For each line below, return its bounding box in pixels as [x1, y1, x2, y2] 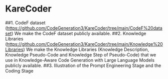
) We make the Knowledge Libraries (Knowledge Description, [23, 46, 149, 52]
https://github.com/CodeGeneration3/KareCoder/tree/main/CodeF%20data [7, 25, 163, 31]
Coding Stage [5, 67, 34, 73]
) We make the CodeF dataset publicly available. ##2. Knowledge [12, 30, 146, 36]
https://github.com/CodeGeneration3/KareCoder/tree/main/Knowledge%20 [7, 41, 163, 47]
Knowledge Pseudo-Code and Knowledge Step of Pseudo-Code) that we [5, 51, 156, 58]
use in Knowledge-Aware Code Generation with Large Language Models [5, 57, 154, 63]
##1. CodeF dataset [5, 20, 46, 26]
